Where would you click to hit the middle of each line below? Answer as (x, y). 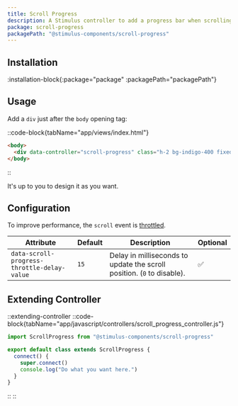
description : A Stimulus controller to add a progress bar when (104, 21)
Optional (212, 243)
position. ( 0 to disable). (147, 274)
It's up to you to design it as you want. (63, 186)
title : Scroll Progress (42, 14)
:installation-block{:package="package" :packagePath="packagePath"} (112, 79)
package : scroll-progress (45, 27)
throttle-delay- (38, 268)
